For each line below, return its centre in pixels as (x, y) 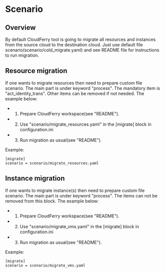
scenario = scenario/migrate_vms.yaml (45, 265)
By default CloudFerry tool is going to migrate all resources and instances (80, 39)
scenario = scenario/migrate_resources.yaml (52, 163)
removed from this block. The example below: (52, 201)
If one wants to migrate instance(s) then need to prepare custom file (75, 190)
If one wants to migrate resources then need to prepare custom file (74, 83)
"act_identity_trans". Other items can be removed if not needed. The (75, 93)
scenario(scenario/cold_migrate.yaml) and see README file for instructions (82, 50)
